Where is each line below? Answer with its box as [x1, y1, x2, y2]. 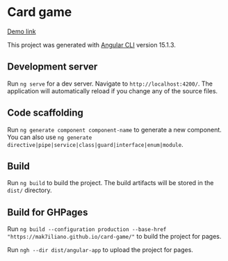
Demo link [7, 27, 36, 35]
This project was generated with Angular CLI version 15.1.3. [7, 40, 176, 49]
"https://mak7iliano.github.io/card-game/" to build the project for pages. [7, 232, 222, 241]
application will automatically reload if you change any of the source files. [7, 86, 218, 95]
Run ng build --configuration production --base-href [7, 225, 167, 233]
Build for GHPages [7, 206, 88, 218]
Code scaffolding [7, 107, 83, 119]
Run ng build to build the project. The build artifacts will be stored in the [7, 179, 214, 187]
